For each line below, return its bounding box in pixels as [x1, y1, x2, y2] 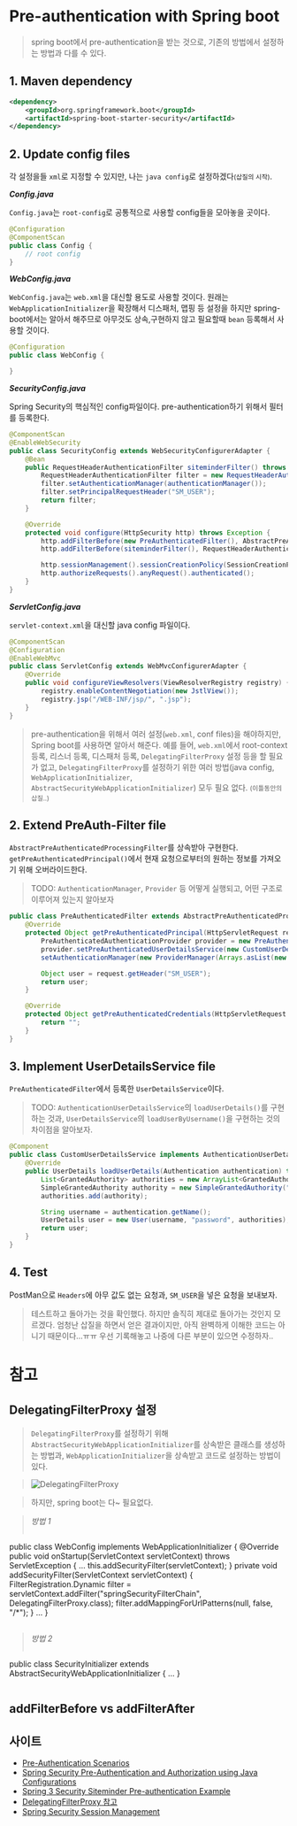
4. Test [9, 1265, 49, 1280]
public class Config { [9, 241, 93, 250]
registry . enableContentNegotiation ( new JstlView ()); [41, 687, 240, 696]
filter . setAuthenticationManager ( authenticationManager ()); [41, 480, 267, 489]
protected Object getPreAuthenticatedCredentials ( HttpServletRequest [25, 1010, 287, 1019]
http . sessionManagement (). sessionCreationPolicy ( [41, 560, 227, 570]
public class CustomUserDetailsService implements [9, 1151, 200, 1160]
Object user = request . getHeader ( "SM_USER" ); [41, 969, 212, 978]
